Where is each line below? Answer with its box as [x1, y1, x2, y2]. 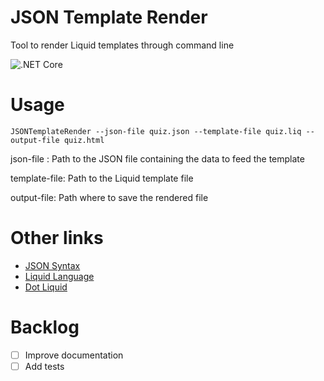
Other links [10, 227, 104, 250]
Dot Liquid [24, 281, 68, 293]
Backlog [10, 316, 80, 338]
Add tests [24, 360, 65, 372]
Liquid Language [24, 270, 95, 282]
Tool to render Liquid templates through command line [10, 39, 235, 51]
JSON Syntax [24, 259, 81, 271]
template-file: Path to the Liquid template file [10, 172, 194, 184]
